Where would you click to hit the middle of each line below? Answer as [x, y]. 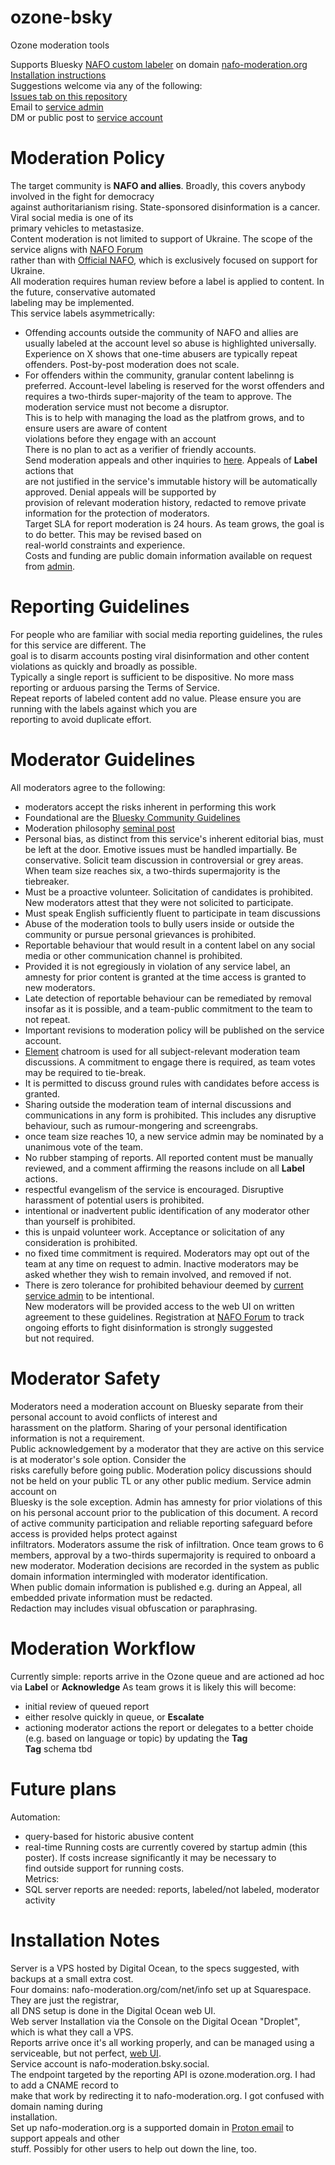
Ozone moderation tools [60, 45]
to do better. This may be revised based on [113, 534]
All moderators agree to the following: [88, 787]
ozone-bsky [61, 17]
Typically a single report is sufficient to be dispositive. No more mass [152, 677]
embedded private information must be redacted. [111, 1597]
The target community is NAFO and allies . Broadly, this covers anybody [158, 185]
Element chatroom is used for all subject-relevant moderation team [162, 1051]
